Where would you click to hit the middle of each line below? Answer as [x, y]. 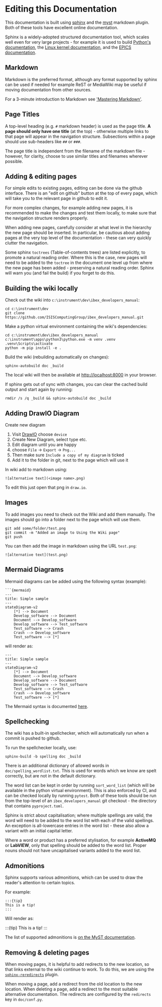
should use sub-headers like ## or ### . [43, 141]
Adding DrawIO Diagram [42, 413]
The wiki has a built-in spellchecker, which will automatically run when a [77, 733]
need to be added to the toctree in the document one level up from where [79, 263]
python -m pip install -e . [33, 348]
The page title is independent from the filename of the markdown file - [75, 151]
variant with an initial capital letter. [39, 831]
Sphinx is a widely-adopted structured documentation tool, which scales [77, 37]
